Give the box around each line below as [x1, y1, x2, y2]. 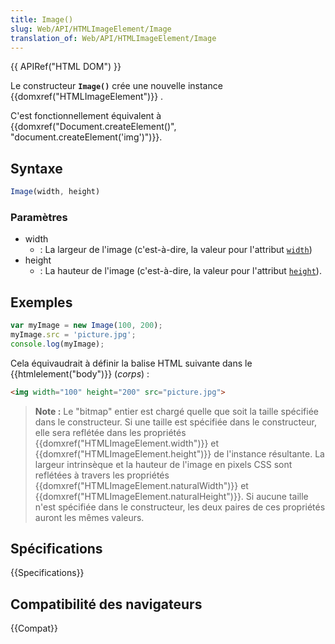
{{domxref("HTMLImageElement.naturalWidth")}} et [34, 479, 249, 491]
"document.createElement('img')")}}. [10, 131, 163, 143]
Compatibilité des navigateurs [10, 596, 203, 613]
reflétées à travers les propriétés [34, 469, 170, 481]
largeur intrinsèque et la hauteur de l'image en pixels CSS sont [34, 458, 293, 470]
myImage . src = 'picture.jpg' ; [10, 330, 137, 340]
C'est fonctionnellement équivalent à [10, 110, 162, 122]
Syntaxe [10, 160, 63, 177]
